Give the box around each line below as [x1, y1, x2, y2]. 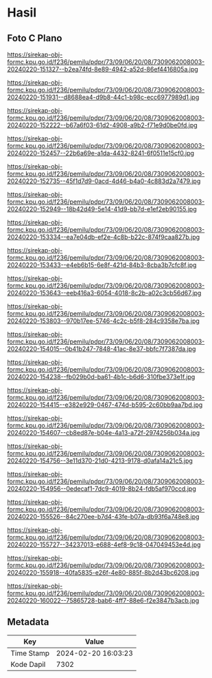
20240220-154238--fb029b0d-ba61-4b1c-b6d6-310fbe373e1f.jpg [7, 373, 196, 381]
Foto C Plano [7, 32, 62, 44]
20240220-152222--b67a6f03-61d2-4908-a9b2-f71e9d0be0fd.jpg [7, 121, 198, 129]
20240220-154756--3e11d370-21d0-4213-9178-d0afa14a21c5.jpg [7, 456, 193, 465]
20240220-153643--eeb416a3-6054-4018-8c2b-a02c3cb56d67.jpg [7, 289, 202, 297]
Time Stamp [10, 648, 50, 658]
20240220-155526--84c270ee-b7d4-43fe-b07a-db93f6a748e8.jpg [7, 513, 200, 520]
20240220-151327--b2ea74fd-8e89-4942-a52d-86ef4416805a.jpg [7, 65, 199, 73]
